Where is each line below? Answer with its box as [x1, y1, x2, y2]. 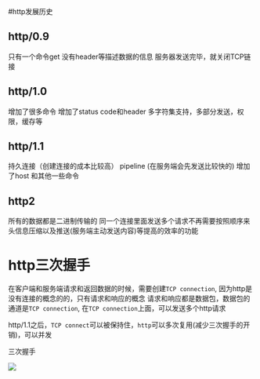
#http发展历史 [8, 7, 53, 16]
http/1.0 [8, 85, 48, 98]
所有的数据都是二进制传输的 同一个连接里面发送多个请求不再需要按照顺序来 [8, 217, 251, 226]
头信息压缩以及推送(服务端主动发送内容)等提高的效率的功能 [8, 226, 199, 235]
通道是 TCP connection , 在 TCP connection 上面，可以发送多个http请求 [8, 304, 226, 313]
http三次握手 [8, 257, 91, 275]
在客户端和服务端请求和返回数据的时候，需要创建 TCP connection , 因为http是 [8, 284, 253, 293]
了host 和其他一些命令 [8, 171, 80, 180]
